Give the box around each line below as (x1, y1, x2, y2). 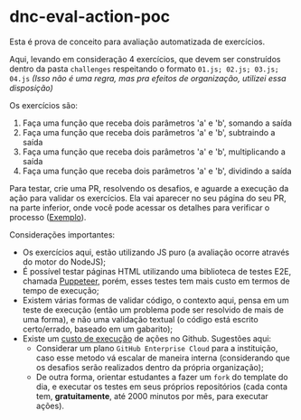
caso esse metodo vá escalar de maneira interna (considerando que (35, 352, 291, 363)
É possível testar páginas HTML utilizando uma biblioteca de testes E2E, (22, 266, 292, 276)
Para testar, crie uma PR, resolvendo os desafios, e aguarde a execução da (9, 182, 289, 193)
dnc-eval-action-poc (9, 6, 170, 27)
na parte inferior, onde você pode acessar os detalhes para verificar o (9, 201, 270, 213)
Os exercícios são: (9, 99, 79, 110)
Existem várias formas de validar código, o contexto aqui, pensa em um (22, 294, 289, 305)
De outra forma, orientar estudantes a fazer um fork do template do (35, 371, 288, 382)
